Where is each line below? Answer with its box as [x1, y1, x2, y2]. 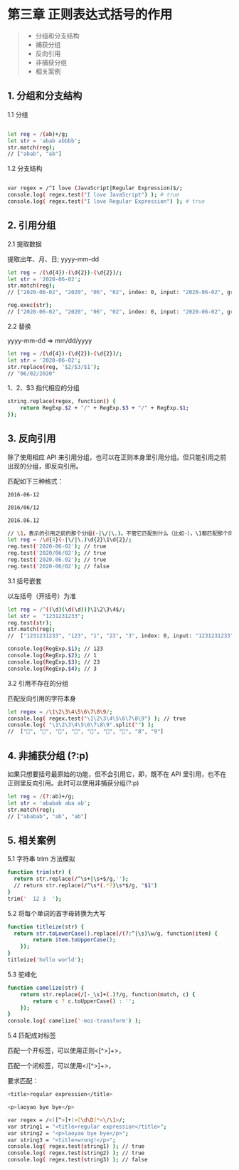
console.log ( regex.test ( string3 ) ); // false [7, 1156, 148, 1164]
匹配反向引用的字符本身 [7, 694, 76, 702]
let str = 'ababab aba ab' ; [7, 799, 91, 807]
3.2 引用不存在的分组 [7, 679, 69, 687]
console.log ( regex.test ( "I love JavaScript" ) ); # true [7, 192, 180, 199]
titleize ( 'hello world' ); [7, 956, 84, 963]
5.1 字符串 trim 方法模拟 [7, 855, 75, 863]
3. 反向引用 [7, 432, 56, 445]
